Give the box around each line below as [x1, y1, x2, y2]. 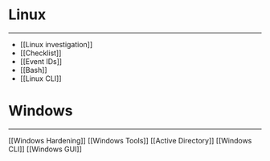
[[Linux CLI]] [19, 74, 62, 83]
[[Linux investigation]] [19, 39, 93, 49]
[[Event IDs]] [19, 56, 63, 66]
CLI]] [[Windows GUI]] [8, 144, 83, 154]
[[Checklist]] [19, 48, 62, 58]
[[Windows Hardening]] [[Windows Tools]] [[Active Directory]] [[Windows [8, 135, 252, 145]
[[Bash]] [19, 65, 47, 74]
